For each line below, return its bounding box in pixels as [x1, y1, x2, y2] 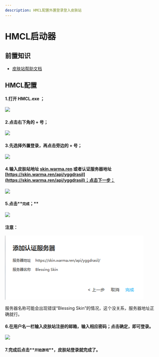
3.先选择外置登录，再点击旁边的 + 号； [5, 143, 82, 148]
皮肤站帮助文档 [12, 66, 42, 71]
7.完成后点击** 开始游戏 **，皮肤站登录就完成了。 [5, 347, 100, 353]
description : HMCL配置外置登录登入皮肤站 [5, 8, 82, 13]
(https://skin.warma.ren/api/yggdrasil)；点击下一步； [5, 178, 115, 183]
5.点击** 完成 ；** [5, 201, 39, 207]
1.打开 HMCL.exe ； [5, 95, 45, 102]
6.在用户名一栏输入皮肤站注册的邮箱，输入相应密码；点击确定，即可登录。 [5, 323, 154, 329]
